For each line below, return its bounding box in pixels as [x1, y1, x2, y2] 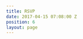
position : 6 [6, 19, 35, 25]
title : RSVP [6, 8, 35, 14]
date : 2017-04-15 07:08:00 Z [6, 14, 77, 19]
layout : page [6, 24, 38, 30]
